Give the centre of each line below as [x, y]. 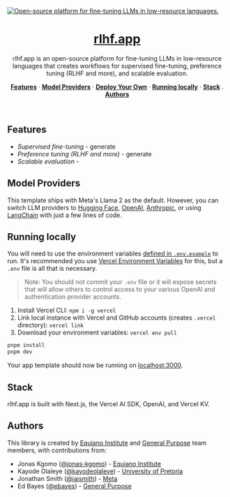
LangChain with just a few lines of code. [64, 215]
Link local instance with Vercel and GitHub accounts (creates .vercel [116, 318]
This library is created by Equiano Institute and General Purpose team [107, 443]
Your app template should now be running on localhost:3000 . [95, 365]
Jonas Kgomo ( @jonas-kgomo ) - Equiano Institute [89, 463]
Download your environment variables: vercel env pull [97, 333]
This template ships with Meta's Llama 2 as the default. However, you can [113, 200]
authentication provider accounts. [73, 297]
